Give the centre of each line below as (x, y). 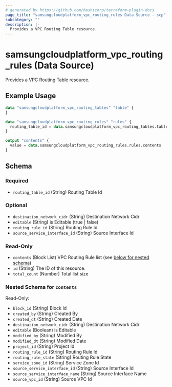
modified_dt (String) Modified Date (49, 341)
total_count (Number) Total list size (50, 274)
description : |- (23, 24)
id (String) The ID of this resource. (49, 268)
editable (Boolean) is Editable (44, 330)
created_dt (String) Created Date (47, 319)
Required (17, 181)
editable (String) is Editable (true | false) (56, 222)
